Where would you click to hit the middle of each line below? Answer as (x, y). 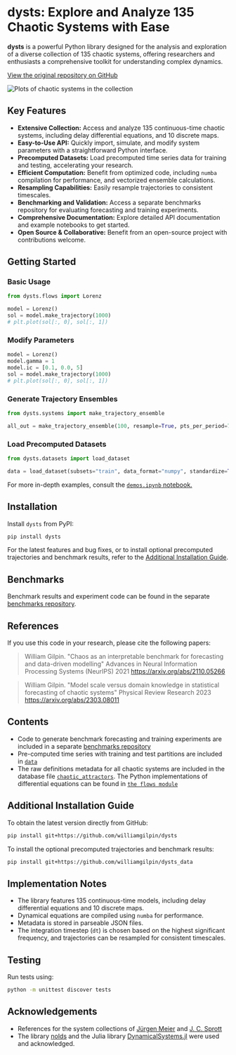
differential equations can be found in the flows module (98, 783)
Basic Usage (29, 282)
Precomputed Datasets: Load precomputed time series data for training (122, 157)
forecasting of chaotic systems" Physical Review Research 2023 (118, 693)
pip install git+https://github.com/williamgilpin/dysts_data (100, 862)
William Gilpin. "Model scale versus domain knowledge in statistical (122, 685)
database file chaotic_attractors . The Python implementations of (113, 776)
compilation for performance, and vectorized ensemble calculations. (116, 180)
